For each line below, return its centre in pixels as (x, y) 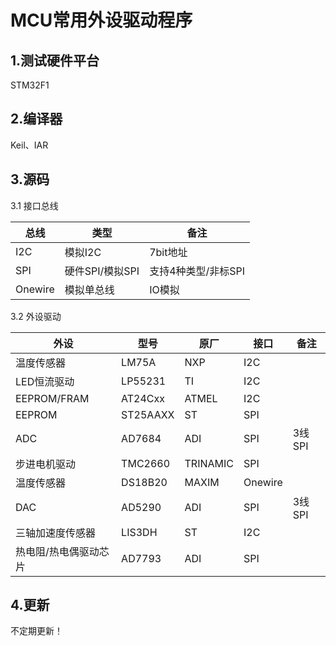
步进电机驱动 (46, 464)
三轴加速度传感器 (56, 533)
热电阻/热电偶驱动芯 (62, 551)
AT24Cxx (143, 398)
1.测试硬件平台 (55, 60)
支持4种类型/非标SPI (197, 271)
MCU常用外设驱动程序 (101, 20)
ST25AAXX (148, 414)
